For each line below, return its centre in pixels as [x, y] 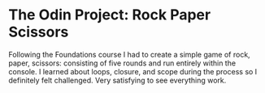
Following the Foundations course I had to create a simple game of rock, [129, 54]
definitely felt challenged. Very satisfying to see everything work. [117, 80]
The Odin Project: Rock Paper [110, 15]
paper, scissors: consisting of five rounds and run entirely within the [122, 63]
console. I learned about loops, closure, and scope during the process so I [133, 71]
